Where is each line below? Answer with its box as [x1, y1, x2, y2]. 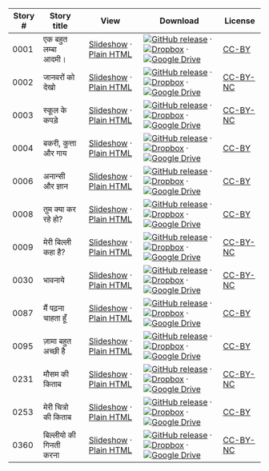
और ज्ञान [42, 181, 69, 191]
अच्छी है [42, 345, 66, 357]
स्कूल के [42, 105, 67, 115]
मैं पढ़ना [42, 303, 65, 313]
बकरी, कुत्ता [42, 138, 77, 149]
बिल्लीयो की [42, 429, 76, 441]
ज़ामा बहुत [42, 336, 72, 346]
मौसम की [42, 369, 70, 379]
